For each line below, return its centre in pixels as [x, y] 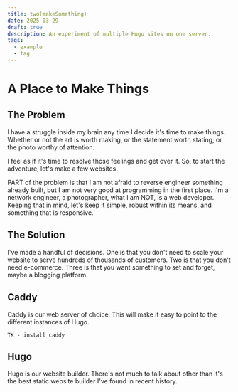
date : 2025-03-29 [33, 21]
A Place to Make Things [78, 89]
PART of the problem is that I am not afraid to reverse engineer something [115, 182]
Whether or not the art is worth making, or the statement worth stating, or [115, 139]
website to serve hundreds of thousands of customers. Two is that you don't [119, 260]
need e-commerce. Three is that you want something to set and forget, [111, 267]
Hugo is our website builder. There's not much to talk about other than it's [115, 374]
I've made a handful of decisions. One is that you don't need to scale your [115, 252]
